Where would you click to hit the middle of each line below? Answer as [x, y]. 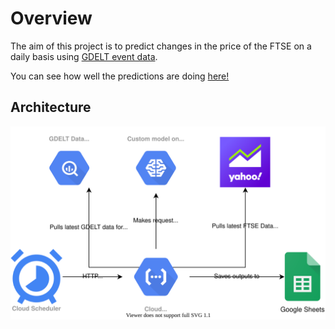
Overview [51, 18]
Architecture [51, 107]
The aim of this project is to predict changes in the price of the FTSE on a [161, 46]
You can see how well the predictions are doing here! [120, 76]
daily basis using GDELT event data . [84, 56]
